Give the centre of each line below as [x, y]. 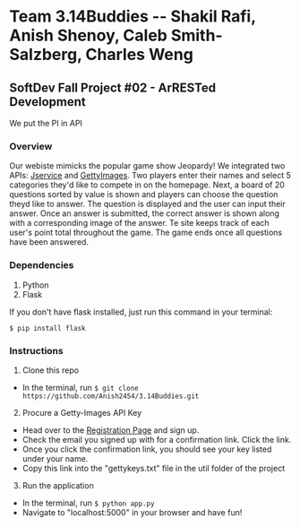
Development [48, 102]
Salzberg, [46, 55]
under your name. [55, 458]
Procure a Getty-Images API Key [82, 412]
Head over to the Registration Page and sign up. [111, 430]
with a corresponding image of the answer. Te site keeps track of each [140, 223]
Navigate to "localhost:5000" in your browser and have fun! [132, 512]
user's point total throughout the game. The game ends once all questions [146, 233]
